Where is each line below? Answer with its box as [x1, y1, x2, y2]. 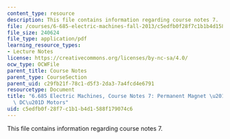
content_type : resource [7, 10, 75, 17]
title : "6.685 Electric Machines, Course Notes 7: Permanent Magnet [7, 93, 207, 100]
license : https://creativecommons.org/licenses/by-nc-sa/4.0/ [7, 55, 188, 62]
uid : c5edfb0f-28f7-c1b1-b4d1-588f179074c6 [7, 105, 133, 112]
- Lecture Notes [7, 49, 53, 55]
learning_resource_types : [7, 42, 81, 49]
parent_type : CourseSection [7, 73, 88, 81]
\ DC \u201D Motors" [13, 99, 69, 106]
